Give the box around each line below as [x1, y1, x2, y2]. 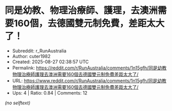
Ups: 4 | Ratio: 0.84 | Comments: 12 [12, 89, 88, 96]
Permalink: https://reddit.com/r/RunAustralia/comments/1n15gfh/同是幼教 [12, 65, 167, 71]
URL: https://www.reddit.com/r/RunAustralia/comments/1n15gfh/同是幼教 [12, 78, 166, 84]
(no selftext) [5, 100, 31, 106]
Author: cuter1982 [12, 53, 51, 59]
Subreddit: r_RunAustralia [12, 47, 67, 54]
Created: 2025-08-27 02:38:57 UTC [12, 59, 89, 65]
